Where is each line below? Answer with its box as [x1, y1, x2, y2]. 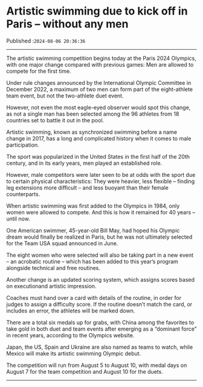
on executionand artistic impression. [6, 282, 97, 289]
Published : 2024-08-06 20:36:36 [6, 37, 86, 44]
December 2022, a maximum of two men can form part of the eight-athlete [6, 85, 193, 93]
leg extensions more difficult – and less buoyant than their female [6, 184, 169, 191]
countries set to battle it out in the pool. [6, 116, 105, 124]
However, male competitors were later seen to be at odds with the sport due [6, 171, 196, 178]
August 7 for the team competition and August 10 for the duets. [6, 368, 163, 375]
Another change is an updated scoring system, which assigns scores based [6, 276, 195, 283]
